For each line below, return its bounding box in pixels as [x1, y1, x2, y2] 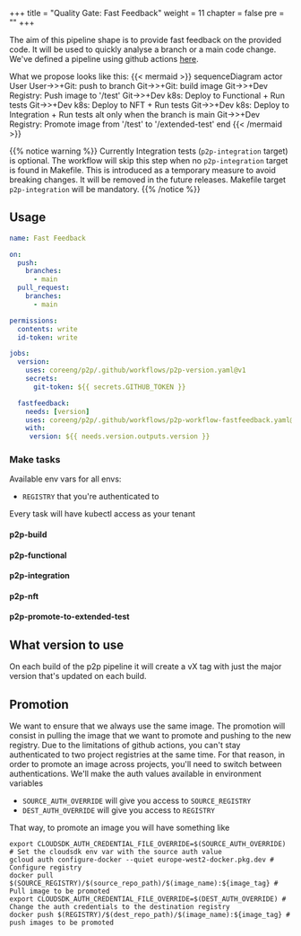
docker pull [9, 871, 54, 880]
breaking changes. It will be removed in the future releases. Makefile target [9, 174, 287, 185]
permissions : [9, 316, 58, 325]
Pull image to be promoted [9, 887, 110, 896]
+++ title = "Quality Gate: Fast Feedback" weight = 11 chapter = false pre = [9, 8, 285, 18]
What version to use [9, 637, 125, 652]
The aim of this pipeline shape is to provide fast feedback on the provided [9, 35, 282, 45]
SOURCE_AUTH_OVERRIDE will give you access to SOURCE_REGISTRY [21, 795, 252, 807]
